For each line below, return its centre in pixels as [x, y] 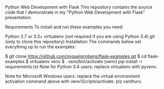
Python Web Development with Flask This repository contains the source [79, 7]
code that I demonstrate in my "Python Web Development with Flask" [75, 12]
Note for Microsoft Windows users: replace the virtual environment [73, 76]
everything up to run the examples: [41, 47]
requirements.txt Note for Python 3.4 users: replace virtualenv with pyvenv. [81, 67]
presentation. [18, 17]
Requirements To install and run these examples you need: [64, 27]
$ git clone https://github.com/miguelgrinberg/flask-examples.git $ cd [76, 56]
